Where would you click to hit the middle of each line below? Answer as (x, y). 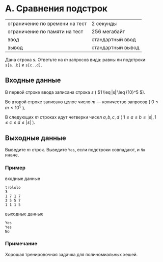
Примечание (21, 244)
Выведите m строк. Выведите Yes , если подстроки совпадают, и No (75, 150)
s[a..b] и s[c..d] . (24, 65)
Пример (15, 168)
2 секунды (104, 24)
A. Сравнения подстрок (56, 9)
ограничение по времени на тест (47, 24)
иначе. (12, 155)
